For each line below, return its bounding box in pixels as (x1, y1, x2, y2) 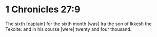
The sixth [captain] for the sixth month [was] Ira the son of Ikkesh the (5, 21, 152, 27)
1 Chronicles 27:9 (5, 4, 81, 15)
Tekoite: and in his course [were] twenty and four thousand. (5, 26, 132, 32)
